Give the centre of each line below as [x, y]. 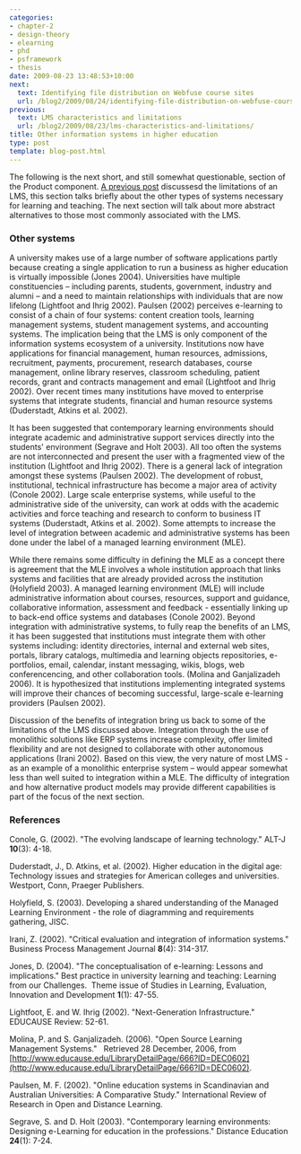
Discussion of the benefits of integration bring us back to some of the [138, 720]
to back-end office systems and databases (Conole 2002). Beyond [132, 617]
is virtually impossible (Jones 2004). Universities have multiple [125, 277]
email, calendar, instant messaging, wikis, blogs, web [146, 665]
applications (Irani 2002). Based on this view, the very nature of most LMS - [149, 758]
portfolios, [28, 665]
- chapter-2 [31, 26]
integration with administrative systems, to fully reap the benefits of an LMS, [150, 626]
